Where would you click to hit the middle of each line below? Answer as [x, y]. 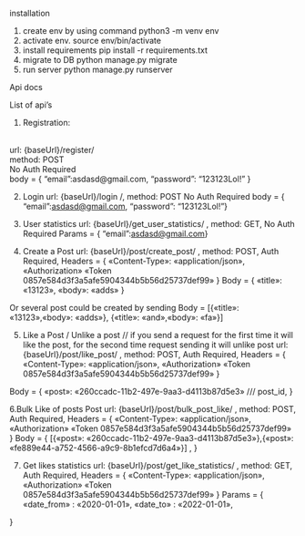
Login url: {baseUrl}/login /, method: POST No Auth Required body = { [153, 196]
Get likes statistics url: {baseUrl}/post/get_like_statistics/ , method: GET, [158, 465]
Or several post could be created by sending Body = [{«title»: [124, 308]
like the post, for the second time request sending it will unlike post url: [155, 345]
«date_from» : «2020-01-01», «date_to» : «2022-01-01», [128, 504]
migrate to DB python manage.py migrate [100, 60]
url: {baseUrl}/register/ [52, 150]
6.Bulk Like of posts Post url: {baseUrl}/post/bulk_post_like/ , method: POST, [153, 409]
